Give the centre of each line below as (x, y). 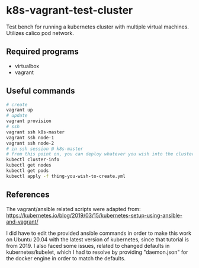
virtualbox (27, 66)
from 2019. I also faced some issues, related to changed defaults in (88, 245)
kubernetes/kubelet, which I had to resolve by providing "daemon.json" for (97, 252)
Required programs (42, 52)
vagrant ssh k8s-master (36, 132)
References (28, 195)
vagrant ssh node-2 (30, 143)
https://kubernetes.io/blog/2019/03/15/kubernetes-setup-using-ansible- (94, 215)
